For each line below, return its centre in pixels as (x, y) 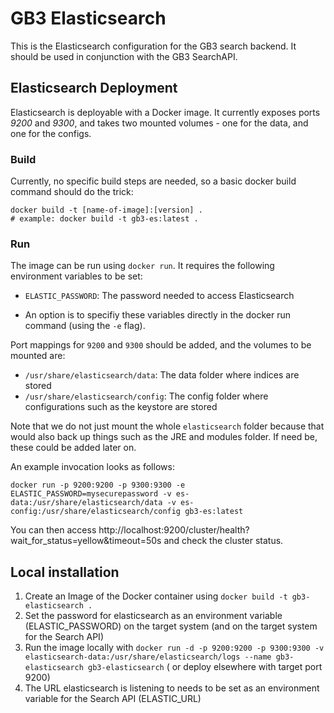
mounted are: (38, 356)
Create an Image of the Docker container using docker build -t (156, 596)
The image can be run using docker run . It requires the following (142, 266)
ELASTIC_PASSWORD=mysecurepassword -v (91, 494)
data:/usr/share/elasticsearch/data (86, 503)
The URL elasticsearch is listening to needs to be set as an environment (172, 688)
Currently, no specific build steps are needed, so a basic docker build (153, 181)
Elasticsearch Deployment (94, 88)
